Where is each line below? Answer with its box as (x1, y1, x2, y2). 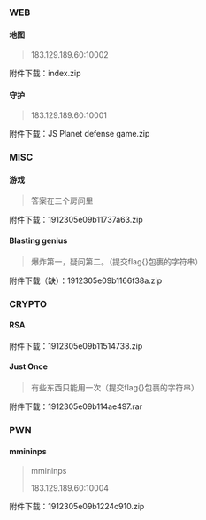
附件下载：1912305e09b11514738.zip (9, 340, 143, 351)
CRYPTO (9, 297, 47, 310)
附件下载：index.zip (9, 68, 81, 79)
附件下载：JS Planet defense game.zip (9, 129, 150, 139)
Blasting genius (9, 235, 68, 246)
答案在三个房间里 (30, 195, 94, 206)
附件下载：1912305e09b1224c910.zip (9, 501, 145, 512)
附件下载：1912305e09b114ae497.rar (9, 401, 143, 412)
